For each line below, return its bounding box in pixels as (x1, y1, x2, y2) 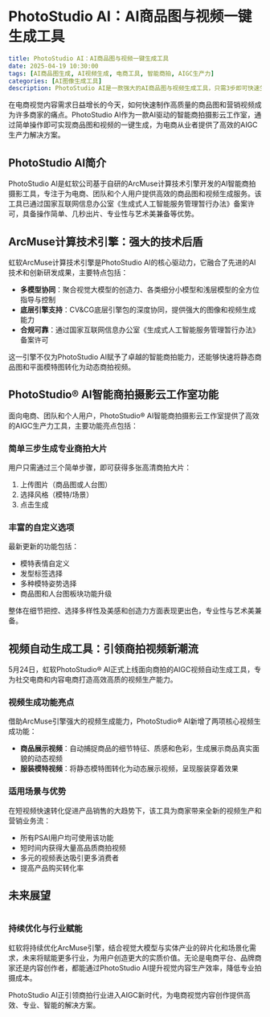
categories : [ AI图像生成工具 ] (8, 77, 102, 85)
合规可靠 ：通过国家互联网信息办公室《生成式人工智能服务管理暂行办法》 (19, 325, 260, 334)
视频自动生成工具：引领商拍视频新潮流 (8, 642, 198, 655)
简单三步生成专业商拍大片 (8, 443, 108, 454)
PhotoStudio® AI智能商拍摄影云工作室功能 (8, 388, 219, 402)
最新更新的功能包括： (8, 542, 79, 552)
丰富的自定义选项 (8, 522, 75, 533)
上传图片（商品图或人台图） (19, 480, 112, 490)
